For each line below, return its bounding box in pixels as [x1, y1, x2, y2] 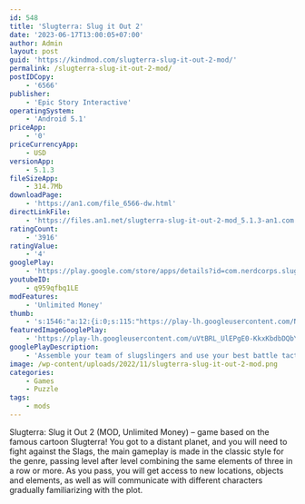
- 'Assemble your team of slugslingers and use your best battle [25, 351, 279, 360]
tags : [9, 393, 30, 402]
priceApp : [9, 124, 47, 133]
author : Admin [9, 38, 64, 48]
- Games [25, 376, 54, 386]
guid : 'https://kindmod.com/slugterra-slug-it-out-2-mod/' [9, 55, 238, 64]
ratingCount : [9, 224, 59, 233]
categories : [9, 368, 54, 377]
